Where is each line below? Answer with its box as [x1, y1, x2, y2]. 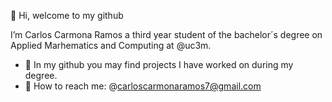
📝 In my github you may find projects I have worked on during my [24, 59, 294, 70]
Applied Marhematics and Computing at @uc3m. [10, 40, 212, 51]
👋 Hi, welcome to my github [10, 10, 124, 21]
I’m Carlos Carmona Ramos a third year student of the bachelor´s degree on [10, 29, 323, 40]
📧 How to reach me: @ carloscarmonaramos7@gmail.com [24, 80, 262, 92]
